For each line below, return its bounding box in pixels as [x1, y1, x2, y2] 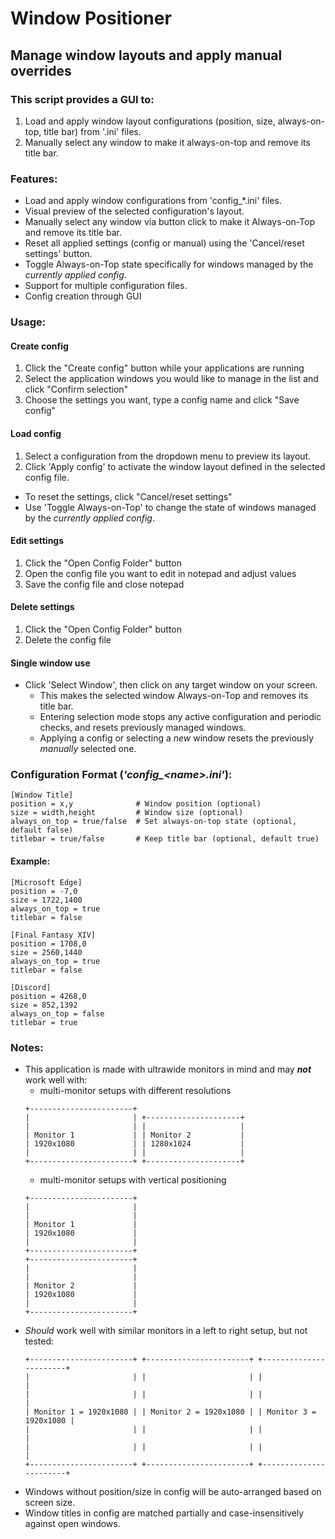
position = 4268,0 [10, 991, 87, 1001]
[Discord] [10, 982, 52, 992]
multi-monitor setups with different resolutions [39, 1084, 232, 1096]
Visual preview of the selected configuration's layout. [24, 205, 245, 217]
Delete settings [10, 601, 75, 613]
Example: [10, 855, 51, 867]
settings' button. [24, 248, 93, 260]
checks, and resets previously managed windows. [39, 722, 247, 734]
